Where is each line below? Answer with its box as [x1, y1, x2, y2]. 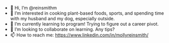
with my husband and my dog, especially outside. [10, 16, 115, 21]
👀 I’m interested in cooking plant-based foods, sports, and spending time [10, 10, 164, 16]
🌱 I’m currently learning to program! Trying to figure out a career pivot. [10, 21, 159, 27]
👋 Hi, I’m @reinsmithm [10, 5, 57, 11]
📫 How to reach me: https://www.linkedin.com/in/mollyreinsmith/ [10, 32, 149, 38]
